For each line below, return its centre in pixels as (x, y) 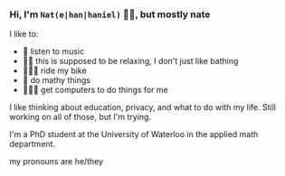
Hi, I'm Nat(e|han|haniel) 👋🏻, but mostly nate (110, 14)
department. (33, 144)
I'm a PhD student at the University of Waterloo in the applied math (134, 134)
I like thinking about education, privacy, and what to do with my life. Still (142, 107)
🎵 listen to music (53, 51)
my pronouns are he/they (57, 162)
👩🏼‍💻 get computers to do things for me (95, 90)
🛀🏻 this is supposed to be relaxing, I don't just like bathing (130, 61)
